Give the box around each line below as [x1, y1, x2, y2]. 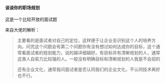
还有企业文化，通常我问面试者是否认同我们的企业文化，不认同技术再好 [17, 67, 161, 73]
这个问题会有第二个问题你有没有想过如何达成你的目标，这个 [34, 43, 156, 49]
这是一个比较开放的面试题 [5, 16, 57, 22]
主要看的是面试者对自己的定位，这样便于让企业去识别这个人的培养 [17, 38, 152, 43]
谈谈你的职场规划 [5, 4, 40, 10]
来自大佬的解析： [5, 27, 40, 33]
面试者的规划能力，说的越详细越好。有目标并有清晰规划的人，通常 [26, 50, 161, 56]
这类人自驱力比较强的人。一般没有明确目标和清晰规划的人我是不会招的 [17, 56, 161, 62]
